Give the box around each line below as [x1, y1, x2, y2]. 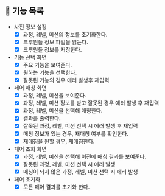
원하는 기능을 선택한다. [23, 69, 77, 76]
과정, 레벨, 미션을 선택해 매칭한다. [23, 107, 103, 114]
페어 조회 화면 [13, 145, 47, 152]
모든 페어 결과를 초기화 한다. [23, 183, 90, 191]
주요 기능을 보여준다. [23, 61, 72, 68]
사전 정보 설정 [13, 23, 47, 30]
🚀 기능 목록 [5, 5, 44, 16]
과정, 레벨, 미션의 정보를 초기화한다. [23, 30, 108, 38]
